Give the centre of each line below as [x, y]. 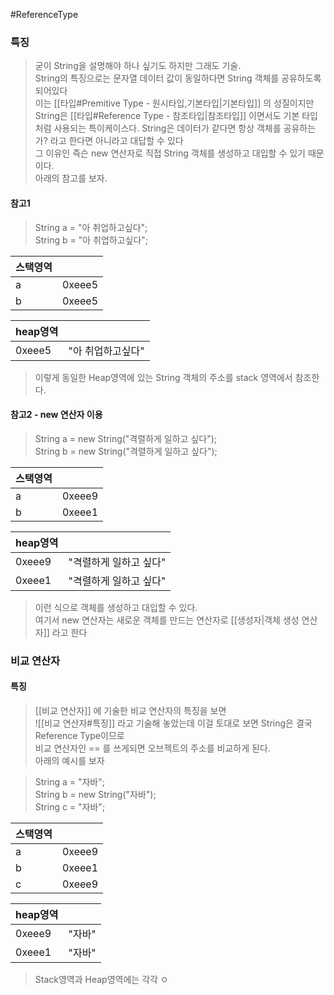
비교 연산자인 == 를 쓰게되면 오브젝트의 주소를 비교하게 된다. [152, 748]
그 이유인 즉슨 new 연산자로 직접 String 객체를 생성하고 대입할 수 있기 [170, 153]
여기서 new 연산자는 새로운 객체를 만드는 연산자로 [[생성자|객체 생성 [167, 620]
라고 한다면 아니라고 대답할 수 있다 [116, 141]
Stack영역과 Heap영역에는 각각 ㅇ [101, 979]
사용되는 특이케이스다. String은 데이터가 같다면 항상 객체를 [167, 128]
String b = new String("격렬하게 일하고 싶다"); [126, 451]
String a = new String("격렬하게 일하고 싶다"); [126, 438]
